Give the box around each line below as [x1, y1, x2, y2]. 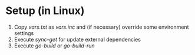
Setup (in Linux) [5, 4, 85, 18]
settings [14, 29, 34, 36]
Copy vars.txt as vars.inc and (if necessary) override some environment [14, 23, 189, 30]
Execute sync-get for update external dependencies [14, 36, 141, 43]
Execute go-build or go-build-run [14, 42, 95, 49]
